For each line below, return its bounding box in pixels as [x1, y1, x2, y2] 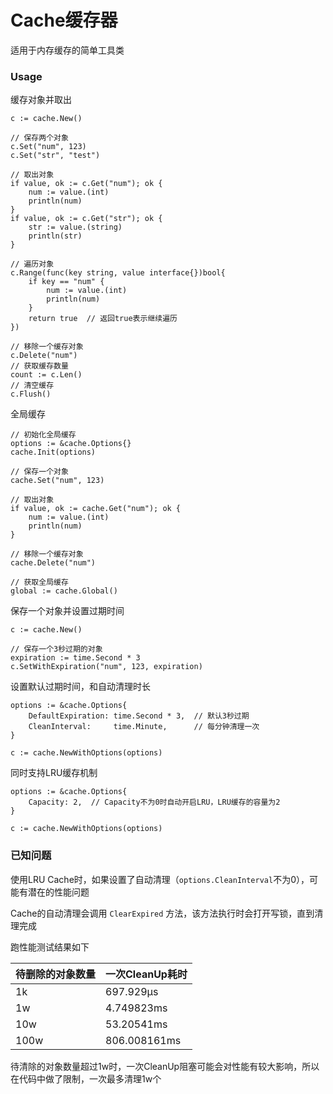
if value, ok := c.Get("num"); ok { [10, 179, 163, 189]
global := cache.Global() [10, 586, 118, 596]
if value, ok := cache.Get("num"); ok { [10, 504, 182, 514]
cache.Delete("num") [10, 558, 97, 568]
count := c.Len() [10, 370, 83, 380]
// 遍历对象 [10, 259, 55, 270]
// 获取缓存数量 [10, 361, 69, 371]
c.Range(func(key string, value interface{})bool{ [10, 268, 226, 278]
